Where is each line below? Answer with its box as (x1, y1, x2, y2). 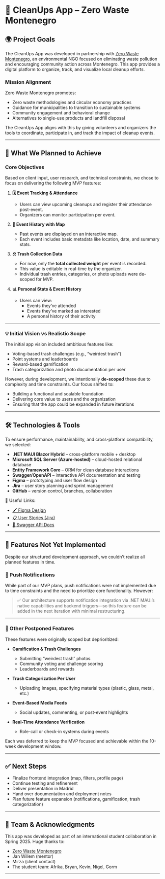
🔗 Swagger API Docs (12, 522, 55, 528)
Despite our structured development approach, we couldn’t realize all (5, 554, 145, 560)
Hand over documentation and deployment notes (12, 791, 112, 797)
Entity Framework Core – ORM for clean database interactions (12, 467, 139, 473)
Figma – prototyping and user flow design (12, 478, 97, 484)
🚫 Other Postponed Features (5, 625, 74, 632)
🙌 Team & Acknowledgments (5, 820, 95, 829)
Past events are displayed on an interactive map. (19, 231, 118, 237)
